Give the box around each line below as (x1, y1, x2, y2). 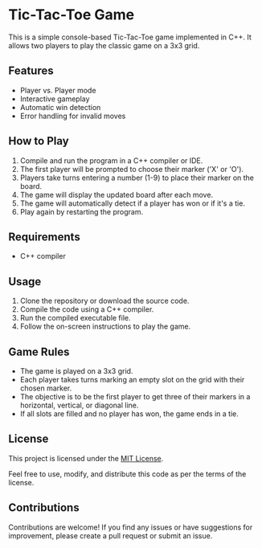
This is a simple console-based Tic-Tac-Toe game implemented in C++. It (8, 32, 252, 42)
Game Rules (8, 345, 70, 358)
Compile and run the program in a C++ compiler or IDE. (19, 155, 203, 166)
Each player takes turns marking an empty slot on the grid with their (19, 375, 245, 384)
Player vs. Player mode (19, 85, 96, 95)
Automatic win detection (19, 102, 101, 112)
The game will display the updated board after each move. (19, 190, 214, 199)
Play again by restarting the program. (19, 207, 143, 216)
